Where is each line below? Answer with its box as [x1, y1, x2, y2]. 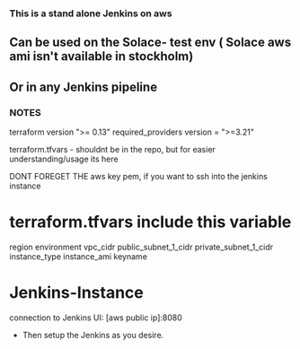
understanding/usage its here [9, 153, 119, 164]
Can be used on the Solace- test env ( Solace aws [9, 35, 292, 50]
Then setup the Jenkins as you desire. [22, 329, 164, 340]
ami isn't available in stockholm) [9, 48, 194, 65]
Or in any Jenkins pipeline [9, 79, 158, 94]
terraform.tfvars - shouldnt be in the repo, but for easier [9, 144, 216, 154]
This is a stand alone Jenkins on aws [9, 7, 172, 20]
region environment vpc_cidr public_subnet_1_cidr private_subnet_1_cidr [9, 241, 274, 252]
